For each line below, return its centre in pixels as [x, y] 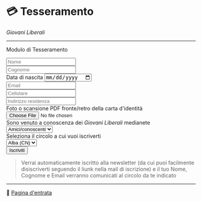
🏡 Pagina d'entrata [29, 193]
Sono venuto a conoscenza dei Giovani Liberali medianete [78, 123]
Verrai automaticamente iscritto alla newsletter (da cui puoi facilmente [107, 163]
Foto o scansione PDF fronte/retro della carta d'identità [75, 108]
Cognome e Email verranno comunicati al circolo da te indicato [99, 176]
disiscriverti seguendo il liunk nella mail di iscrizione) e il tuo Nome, [104, 169]
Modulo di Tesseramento [37, 49]
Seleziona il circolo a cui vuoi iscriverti [54, 136]
